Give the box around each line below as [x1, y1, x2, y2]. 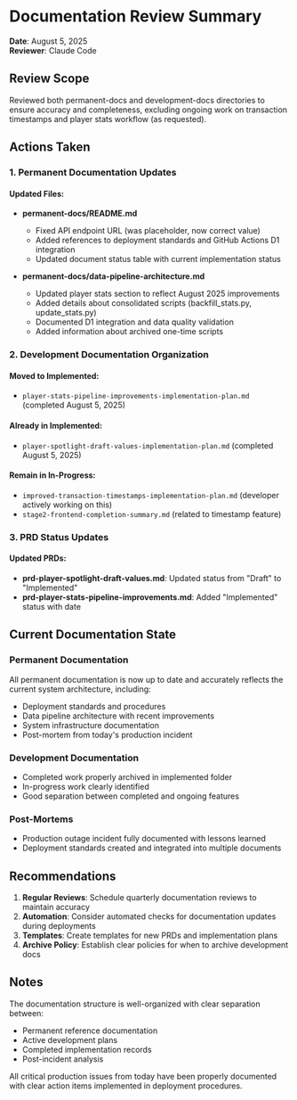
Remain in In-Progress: [9, 470, 96, 480]
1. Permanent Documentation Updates [9, 167, 177, 179]
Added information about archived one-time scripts [35, 326, 224, 337]
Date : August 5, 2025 [9, 36, 88, 46]
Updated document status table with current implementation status [35, 254, 282, 265]
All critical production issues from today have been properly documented [9, 1071, 277, 1081]
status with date [21, 601, 82, 612]
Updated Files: [9, 188, 65, 199]
